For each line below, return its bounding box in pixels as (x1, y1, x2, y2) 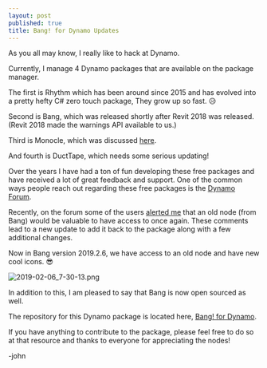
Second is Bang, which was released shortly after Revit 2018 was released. (8, 112, 255, 121)
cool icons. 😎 (8, 257, 54, 267)
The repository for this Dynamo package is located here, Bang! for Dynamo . (8, 312, 257, 322)
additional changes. (8, 233, 73, 243)
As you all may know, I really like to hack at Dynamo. (8, 49, 180, 58)
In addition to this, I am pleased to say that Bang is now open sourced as (8, 288, 246, 298)
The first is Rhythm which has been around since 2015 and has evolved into (8, 88, 257, 97)
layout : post (8, 11, 52, 20)
